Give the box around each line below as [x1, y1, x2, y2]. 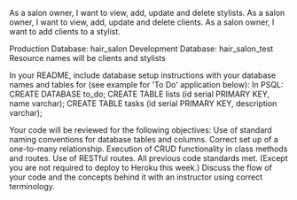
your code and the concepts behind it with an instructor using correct [9, 172, 263, 182]
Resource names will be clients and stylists [9, 53, 167, 63]
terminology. [9, 181, 56, 191]
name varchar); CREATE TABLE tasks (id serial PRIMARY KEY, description [9, 98, 277, 109]
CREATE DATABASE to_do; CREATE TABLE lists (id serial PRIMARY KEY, [9, 88, 270, 99]
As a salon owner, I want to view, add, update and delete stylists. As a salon [9, 8, 285, 18]
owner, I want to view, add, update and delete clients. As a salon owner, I [9, 17, 275, 27]
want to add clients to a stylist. [9, 27, 121, 36]
